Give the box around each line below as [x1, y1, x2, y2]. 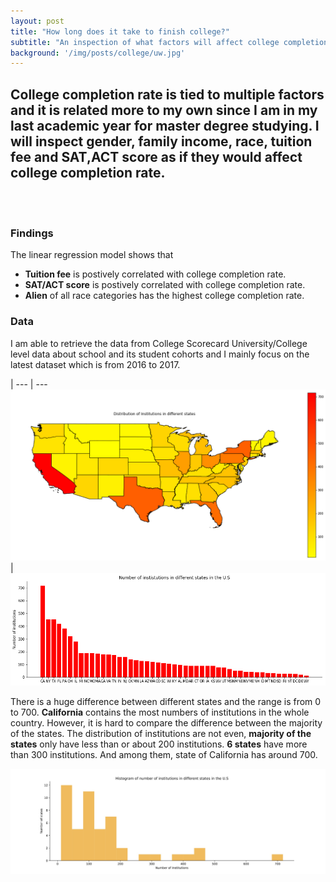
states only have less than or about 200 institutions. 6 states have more [10, 738, 308, 750]
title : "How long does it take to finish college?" [10, 26, 230, 37]
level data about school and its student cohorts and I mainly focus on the [10, 348, 310, 360]
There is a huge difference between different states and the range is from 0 [10, 696, 322, 708]
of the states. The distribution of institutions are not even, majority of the [10, 728, 312, 740]
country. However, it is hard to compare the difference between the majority [10, 717, 323, 729]
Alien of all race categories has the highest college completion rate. [24, 290, 305, 302]
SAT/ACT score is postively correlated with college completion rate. [24, 279, 306, 291]
